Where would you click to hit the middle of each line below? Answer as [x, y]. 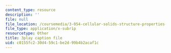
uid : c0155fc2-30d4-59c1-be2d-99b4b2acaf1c [52, 43]
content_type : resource [31, 10]
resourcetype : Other [27, 33]
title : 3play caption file [34, 38]
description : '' [22, 15]
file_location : [21, 24]
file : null [17, 19]
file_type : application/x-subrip [41, 29]
